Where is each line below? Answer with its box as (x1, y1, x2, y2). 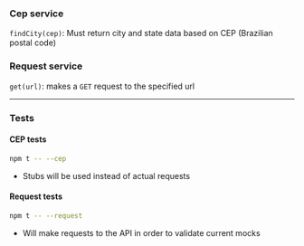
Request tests (9, 191, 63, 202)
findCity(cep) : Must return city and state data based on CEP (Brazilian (9, 28, 273, 39)
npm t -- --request (9, 211, 83, 220)
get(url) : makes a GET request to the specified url (9, 80, 195, 91)
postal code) (9, 37, 57, 48)
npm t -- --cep (9, 154, 67, 163)
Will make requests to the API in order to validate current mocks (22, 227, 261, 238)
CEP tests (9, 134, 47, 145)
